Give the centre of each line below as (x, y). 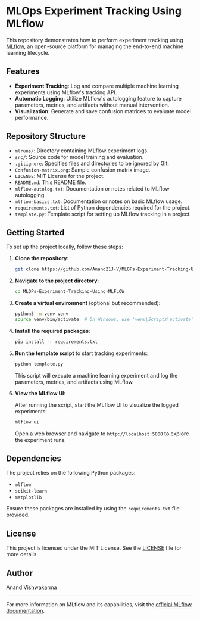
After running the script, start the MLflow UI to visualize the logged (96, 405)
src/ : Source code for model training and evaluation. (79, 157)
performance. (32, 117)
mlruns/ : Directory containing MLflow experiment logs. (82, 151)
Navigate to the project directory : (57, 281)
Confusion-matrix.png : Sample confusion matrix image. (82, 169)
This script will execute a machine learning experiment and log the (96, 375)
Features (23, 72)
